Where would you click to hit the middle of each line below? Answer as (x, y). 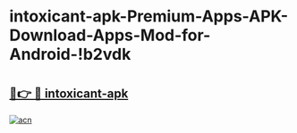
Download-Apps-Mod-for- (110, 35)
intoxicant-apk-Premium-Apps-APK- (149, 17)
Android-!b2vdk (70, 54)
